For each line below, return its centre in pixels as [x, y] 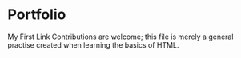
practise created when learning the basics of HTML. [93, 44]
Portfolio [37, 15]
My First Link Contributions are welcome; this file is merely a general [120, 37]
